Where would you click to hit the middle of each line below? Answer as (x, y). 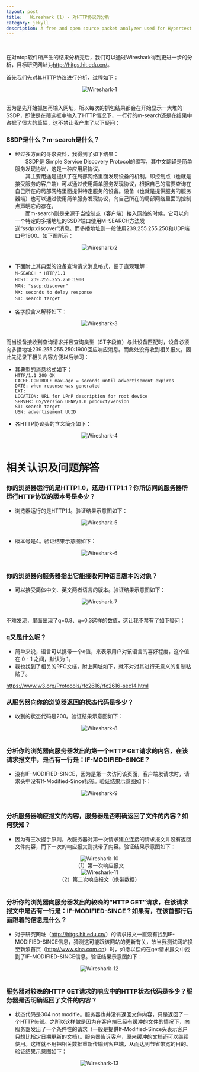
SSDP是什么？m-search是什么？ (53, 140)
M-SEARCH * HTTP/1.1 (40, 273)
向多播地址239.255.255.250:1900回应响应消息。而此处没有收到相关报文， (96, 349)
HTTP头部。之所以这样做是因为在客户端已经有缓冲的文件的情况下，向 (105, 1022)
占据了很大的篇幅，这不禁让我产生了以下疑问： (63, 123)
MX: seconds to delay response (53, 292)
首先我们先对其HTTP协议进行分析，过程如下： (62, 77)
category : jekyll (28, 23)
